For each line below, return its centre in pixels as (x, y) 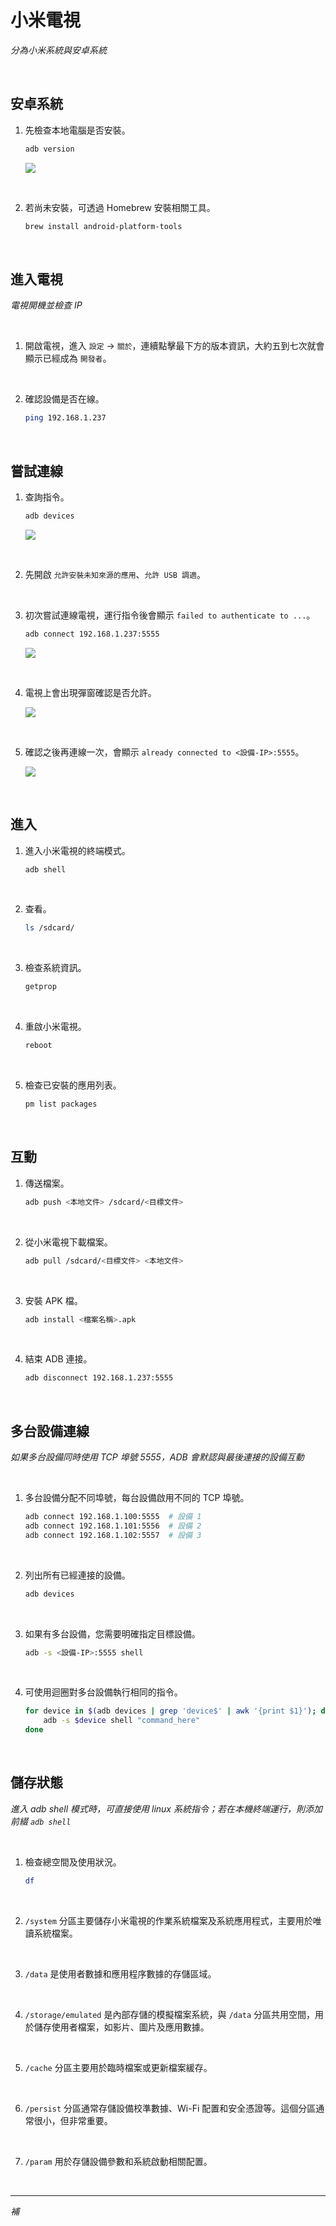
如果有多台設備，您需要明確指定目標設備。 (112, 1633)
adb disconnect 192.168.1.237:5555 (99, 1378)
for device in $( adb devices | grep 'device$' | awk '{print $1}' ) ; (170, 1711)
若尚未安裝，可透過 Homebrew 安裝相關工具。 (120, 207)
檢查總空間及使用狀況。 (73, 1862)
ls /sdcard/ (49, 928)
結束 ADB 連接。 (58, 1359)
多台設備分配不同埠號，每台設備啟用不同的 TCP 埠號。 (137, 1498)
